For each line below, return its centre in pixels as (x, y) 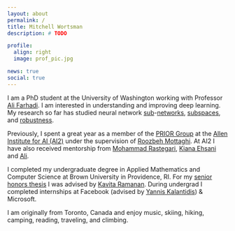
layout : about (28, 14)
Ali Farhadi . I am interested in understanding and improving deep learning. (114, 105)
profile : (20, 46)
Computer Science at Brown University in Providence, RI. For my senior (110, 177)
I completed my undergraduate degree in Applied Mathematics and (104, 169)
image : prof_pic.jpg (43, 59)
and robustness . (31, 120)
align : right (33, 52)
